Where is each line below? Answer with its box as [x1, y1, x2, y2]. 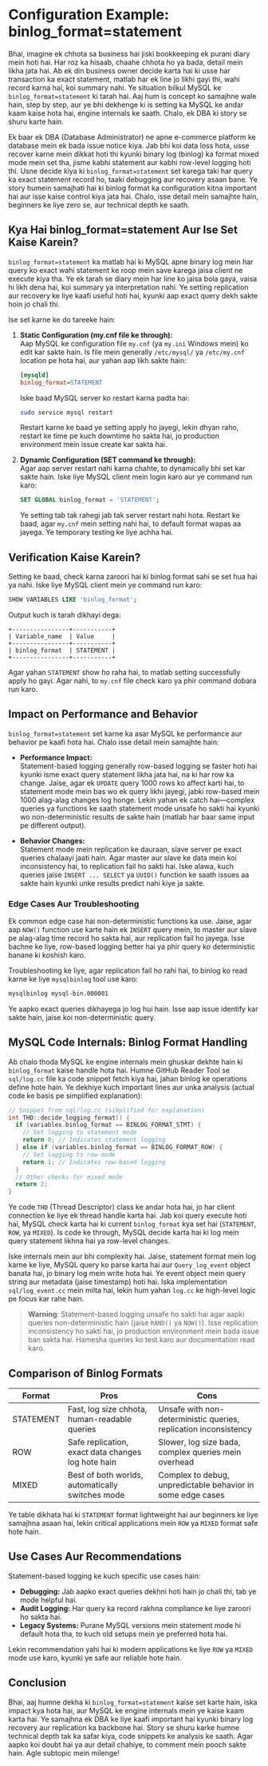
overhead [158, 1456, 195, 1468]
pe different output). [19, 820, 86, 830]
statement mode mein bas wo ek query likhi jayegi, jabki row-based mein [19, 786, 260, 796]
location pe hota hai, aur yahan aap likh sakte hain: [19, 355, 187, 365]
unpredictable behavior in [158, 1480, 254, 1491]
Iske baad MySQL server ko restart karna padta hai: [19, 393, 190, 402]
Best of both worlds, [67, 1470, 144, 1481]
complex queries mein [158, 1447, 242, 1458]
